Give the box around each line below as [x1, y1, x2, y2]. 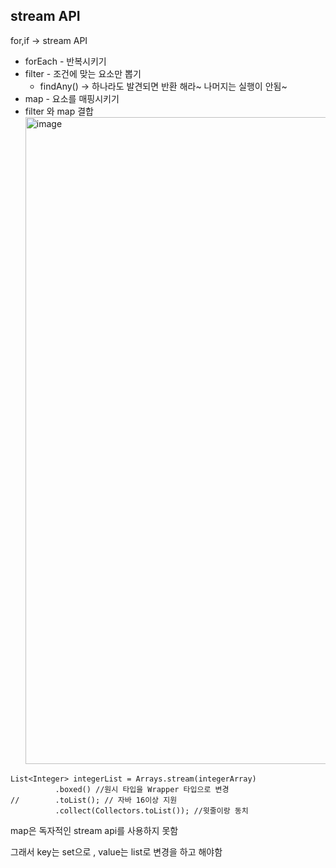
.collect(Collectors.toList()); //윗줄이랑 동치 [54, 805, 249, 816]
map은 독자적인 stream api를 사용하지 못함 [10, 824, 179, 836]
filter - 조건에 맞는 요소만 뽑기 [24, 67, 142, 79]
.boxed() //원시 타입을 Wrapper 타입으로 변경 [54, 784, 230, 794]
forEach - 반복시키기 [24, 55, 107, 67]
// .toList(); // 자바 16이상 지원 [10, 795, 178, 805]
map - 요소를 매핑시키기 [24, 92, 120, 104]
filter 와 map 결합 [24, 105, 94, 117]
